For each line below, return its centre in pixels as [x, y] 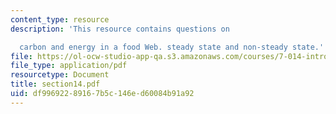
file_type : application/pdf [69, 66]
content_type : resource [60, 19]
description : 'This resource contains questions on [120, 29]
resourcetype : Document [60, 75]
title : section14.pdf [55, 84]
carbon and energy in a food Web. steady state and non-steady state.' [172, 47]
